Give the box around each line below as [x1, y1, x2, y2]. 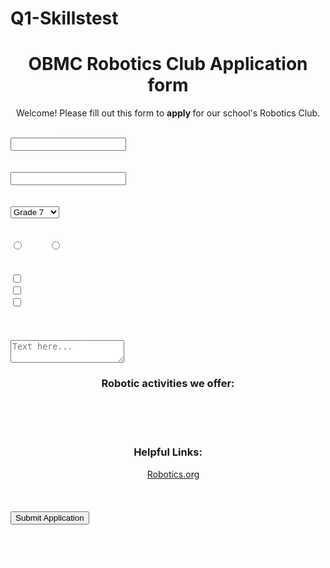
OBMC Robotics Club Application [28, 53, 308, 76]
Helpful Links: [133, 445, 203, 459]
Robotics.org [146, 468, 200, 480]
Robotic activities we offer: [101, 377, 235, 391]
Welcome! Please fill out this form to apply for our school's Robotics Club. [15, 107, 321, 119]
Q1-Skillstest [10, 7, 119, 30]
